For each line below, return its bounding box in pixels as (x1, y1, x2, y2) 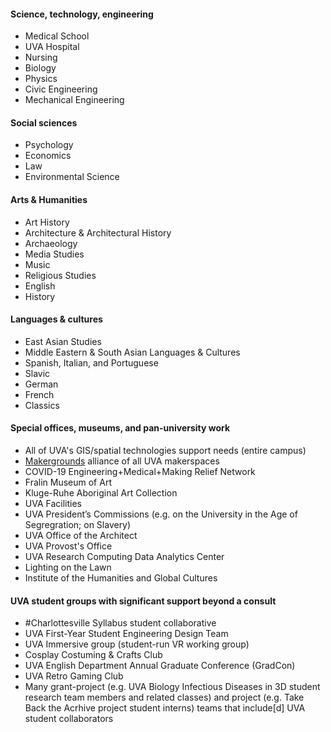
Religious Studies (24, 269, 97, 281)
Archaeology (24, 237, 78, 249)
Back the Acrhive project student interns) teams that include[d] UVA (24, 702, 306, 714)
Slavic (24, 367, 51, 379)
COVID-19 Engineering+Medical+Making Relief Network (24, 466, 256, 478)
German (24, 378, 59, 390)
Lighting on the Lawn (24, 561, 112, 574)
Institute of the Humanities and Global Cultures (24, 572, 218, 584)
